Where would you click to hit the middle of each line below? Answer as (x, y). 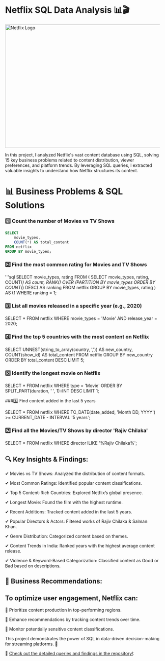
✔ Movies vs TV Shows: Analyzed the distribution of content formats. (75, 474)
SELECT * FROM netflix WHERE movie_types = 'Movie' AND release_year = (81, 318)
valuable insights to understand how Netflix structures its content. (72, 170)
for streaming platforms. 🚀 (31, 644)
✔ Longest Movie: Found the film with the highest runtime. (64, 503)
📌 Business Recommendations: (54, 581)
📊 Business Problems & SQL (64, 192)
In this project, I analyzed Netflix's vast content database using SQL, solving (82, 155)
